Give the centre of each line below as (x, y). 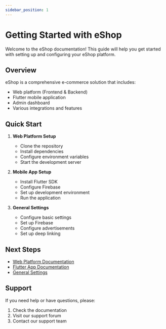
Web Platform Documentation (43, 262)
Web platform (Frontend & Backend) (50, 92)
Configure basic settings (46, 217)
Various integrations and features (47, 108)
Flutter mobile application (39, 98)
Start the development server (51, 162)
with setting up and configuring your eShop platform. (60, 54)
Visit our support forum (37, 315)
